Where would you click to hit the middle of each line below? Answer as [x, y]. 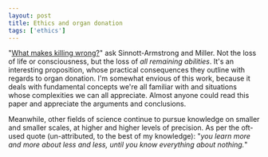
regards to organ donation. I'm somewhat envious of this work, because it [130, 78]
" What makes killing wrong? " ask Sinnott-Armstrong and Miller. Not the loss [132, 53]
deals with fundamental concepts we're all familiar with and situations [123, 87]
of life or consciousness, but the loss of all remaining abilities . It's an [121, 61]
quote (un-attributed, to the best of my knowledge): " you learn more [139, 136]
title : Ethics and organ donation [66, 23]
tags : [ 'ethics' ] [37, 30]
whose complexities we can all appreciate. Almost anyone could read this [129, 96]
